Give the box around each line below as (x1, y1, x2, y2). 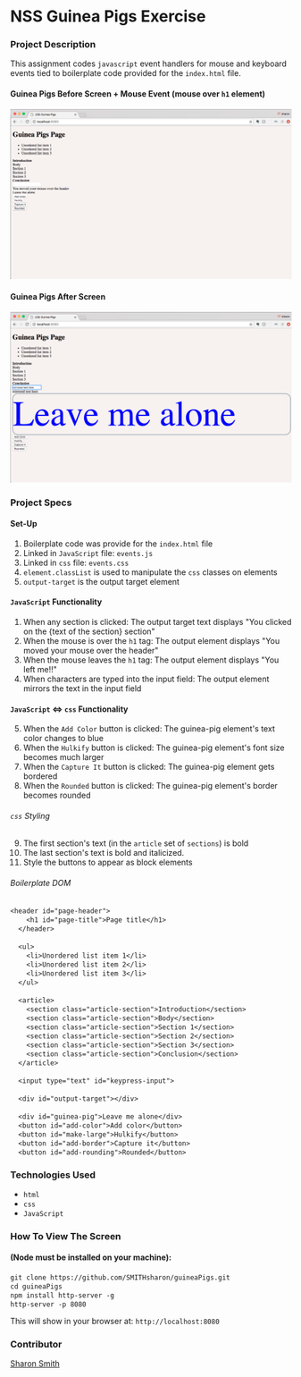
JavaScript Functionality (10, 596, 103, 607)
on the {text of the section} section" (22, 626, 155, 637)
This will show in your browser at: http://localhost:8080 (10, 1316, 220, 1327)
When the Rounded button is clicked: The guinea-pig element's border (22, 781, 278, 791)
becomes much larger (22, 752, 105, 763)
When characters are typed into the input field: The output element (22, 673, 270, 685)
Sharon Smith (10, 1358, 61, 1369)
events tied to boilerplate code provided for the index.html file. (10, 68, 242, 79)
